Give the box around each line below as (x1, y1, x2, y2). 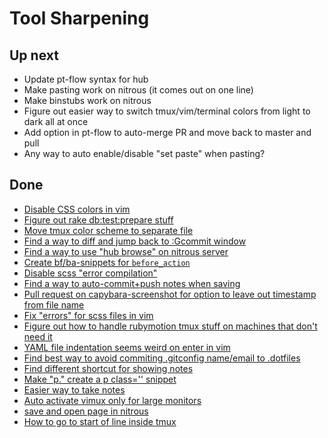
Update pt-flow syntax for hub (23, 73, 149, 85)
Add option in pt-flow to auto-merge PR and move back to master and (23, 127, 312, 138)
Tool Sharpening (9, 7, 150, 30)
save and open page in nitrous (23, 405, 149, 417)
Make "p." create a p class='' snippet (23, 373, 177, 385)
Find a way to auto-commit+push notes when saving (23, 277, 241, 289)
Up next (9, 47, 59, 64)
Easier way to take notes (23, 383, 126, 396)
